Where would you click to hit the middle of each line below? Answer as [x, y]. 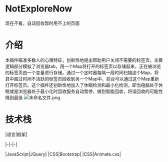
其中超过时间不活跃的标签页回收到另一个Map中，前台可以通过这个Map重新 [82, 78]
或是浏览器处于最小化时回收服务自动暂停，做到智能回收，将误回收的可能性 [86, 91]
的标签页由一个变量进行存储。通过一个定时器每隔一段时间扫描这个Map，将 [82, 72]
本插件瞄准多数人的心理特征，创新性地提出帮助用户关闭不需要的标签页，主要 [84, 60]
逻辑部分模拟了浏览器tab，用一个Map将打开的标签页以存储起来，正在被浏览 [83, 66]
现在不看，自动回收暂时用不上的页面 [42, 23]
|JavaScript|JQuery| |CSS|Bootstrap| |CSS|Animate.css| [63, 154]
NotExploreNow [39, 9]
